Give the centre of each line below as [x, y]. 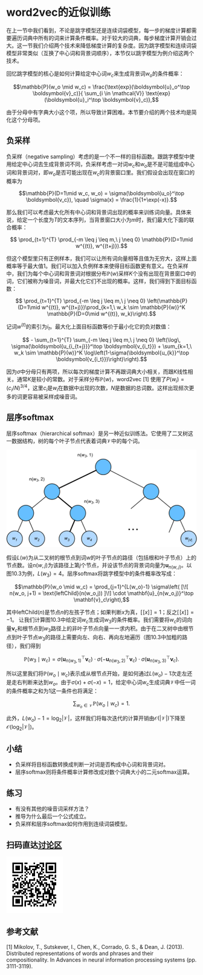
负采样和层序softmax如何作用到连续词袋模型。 [73, 824]
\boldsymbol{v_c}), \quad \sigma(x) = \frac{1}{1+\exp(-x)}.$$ [101, 200]
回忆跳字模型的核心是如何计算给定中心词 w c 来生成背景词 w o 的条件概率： [95, 74]
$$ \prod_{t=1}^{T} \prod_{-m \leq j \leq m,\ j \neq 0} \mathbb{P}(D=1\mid [101, 239]
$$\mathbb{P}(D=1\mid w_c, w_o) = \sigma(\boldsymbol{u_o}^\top [101, 193]
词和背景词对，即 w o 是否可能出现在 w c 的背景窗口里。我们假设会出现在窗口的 [101, 173]
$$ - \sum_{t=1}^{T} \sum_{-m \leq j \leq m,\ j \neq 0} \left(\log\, [101, 339]
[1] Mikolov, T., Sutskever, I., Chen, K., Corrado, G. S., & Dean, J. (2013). [95, 947]
